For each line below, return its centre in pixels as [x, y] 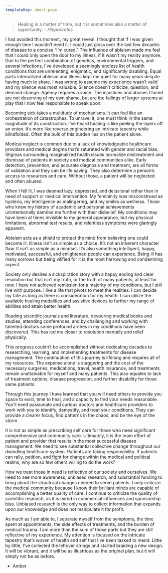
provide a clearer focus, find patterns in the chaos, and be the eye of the [80, 415]
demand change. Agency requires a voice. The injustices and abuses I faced [84, 92]
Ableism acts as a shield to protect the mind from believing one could [77, 238]
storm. [12, 420]
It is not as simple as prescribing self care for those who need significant [80, 430]
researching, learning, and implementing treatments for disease [71, 352]
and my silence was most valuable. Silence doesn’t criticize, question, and [82, 87]
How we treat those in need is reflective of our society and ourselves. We [81, 472]
